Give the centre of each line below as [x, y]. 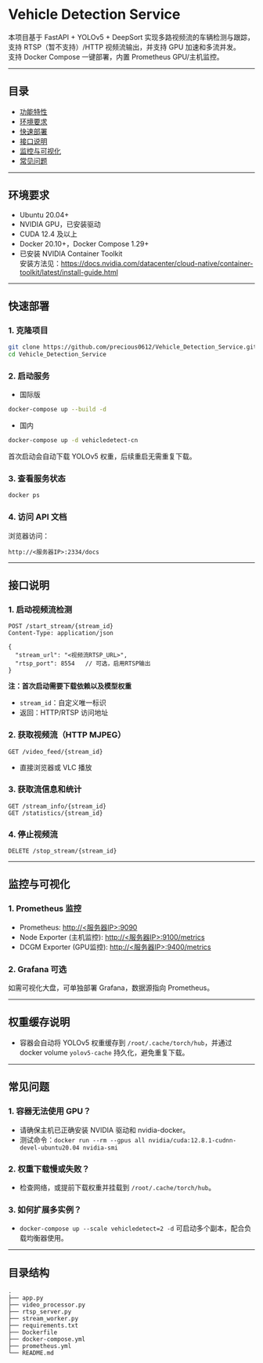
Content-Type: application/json [61, 634]
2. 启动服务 [29, 376]
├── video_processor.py [47, 1305]
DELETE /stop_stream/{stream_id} [63, 851]
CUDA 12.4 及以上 [48, 234]
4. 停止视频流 [33, 834]
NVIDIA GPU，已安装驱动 [60, 224]
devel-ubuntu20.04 [49, 1148]
